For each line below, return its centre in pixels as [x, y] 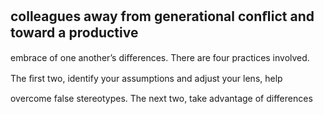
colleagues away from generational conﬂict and [162, 16]
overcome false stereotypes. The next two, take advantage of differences [161, 98]
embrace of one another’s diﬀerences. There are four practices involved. [160, 57]
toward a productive [74, 33]
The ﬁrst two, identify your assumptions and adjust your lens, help [146, 78]
